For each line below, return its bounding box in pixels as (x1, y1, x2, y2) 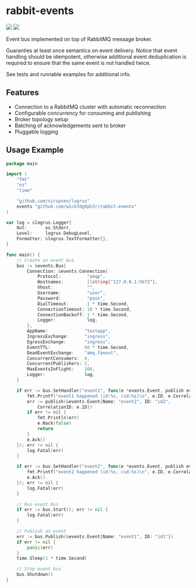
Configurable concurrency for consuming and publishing (14, 110, 151, 117)
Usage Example (6, 145, 64, 155)
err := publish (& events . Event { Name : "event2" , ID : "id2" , (27, 398, 171, 405)
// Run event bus (16, 501, 59, 507)
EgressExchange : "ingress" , (27, 339, 111, 345)
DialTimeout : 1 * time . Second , (37, 300, 129, 307)
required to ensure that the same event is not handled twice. (6, 59, 151, 66)
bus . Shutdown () (16, 572, 54, 577)
